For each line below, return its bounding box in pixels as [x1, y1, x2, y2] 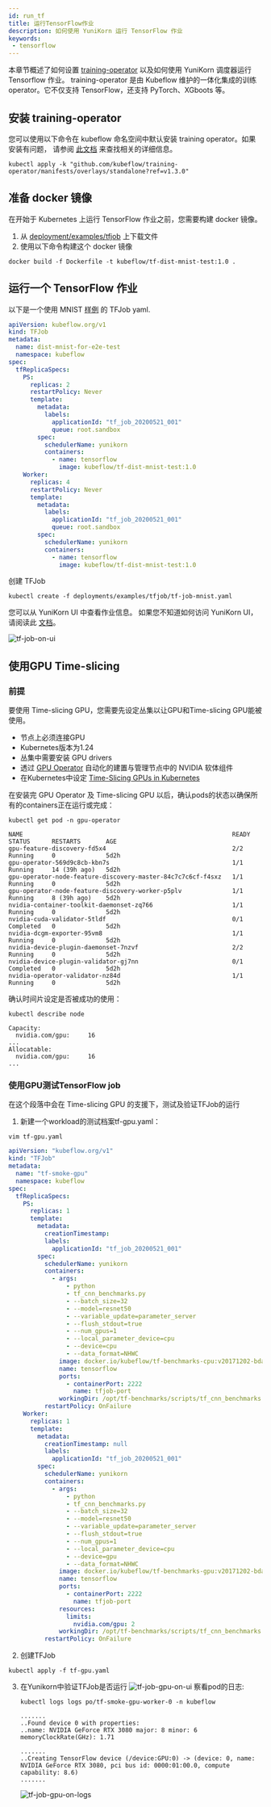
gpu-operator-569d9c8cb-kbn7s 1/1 [8, 859, 244, 867]
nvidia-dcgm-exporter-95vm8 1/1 [8, 929, 244, 937]
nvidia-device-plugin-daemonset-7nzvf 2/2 [8, 944, 244, 952]
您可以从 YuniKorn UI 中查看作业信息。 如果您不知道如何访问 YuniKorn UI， [8, 607, 258, 618]
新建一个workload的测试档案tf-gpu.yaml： [19, 1117, 161, 1126]
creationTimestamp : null [44, 1440, 128, 1448]
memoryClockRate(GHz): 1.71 [19, 1734, 115, 1742]
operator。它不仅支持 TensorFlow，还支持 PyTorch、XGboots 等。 [8, 86, 230, 95]
